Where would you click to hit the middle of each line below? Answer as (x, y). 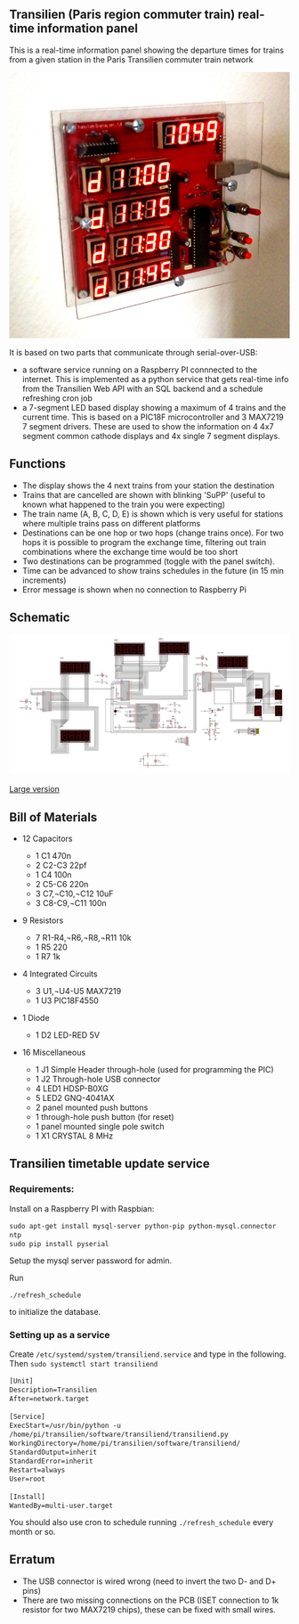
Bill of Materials (53, 817)
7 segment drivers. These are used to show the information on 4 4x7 (148, 426)
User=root (28, 1479)
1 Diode (36, 1018)
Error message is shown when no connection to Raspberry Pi (134, 589)
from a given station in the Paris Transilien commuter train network (131, 59)
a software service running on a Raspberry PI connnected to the (140, 370)
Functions (38, 464)
